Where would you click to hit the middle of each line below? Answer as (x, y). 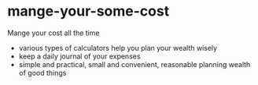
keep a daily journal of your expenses (79, 56)
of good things (42, 73)
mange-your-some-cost (88, 11)
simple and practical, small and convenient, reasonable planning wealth (135, 64)
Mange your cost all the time (53, 33)
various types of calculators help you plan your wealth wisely (118, 48)
